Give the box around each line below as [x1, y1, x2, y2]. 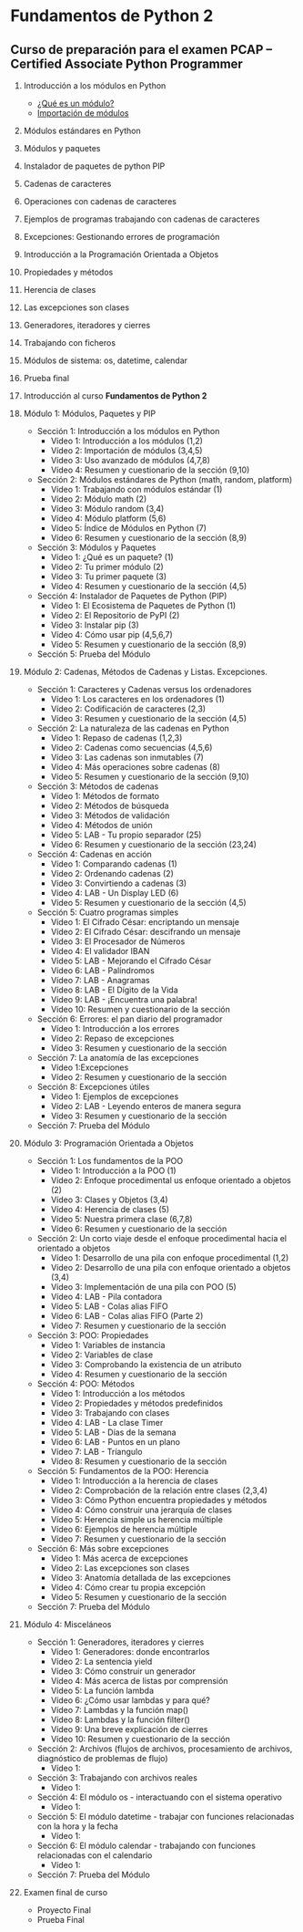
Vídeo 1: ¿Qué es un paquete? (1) [50, 552, 174, 562]
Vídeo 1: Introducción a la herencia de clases [50, 1475, 219, 1486]
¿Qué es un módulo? [36, 98, 115, 109]
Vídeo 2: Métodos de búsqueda [50, 800, 169, 811]
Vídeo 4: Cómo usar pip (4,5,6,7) [50, 629, 174, 639]
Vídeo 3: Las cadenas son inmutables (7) [50, 752, 204, 763]
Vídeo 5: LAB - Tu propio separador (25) [50, 829, 202, 840]
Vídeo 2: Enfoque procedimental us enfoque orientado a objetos [50, 1175, 292, 1186]
